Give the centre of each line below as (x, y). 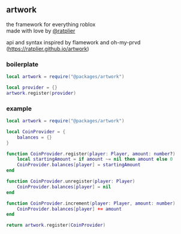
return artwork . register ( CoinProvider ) (56, 225)
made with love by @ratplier (41, 31)
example (19, 109)
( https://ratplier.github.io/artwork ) (48, 49)
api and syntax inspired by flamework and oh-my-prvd (73, 42)
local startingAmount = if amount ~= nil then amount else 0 (95, 159)
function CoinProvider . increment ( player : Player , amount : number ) (91, 203)
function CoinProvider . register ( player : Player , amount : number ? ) (91, 154)
